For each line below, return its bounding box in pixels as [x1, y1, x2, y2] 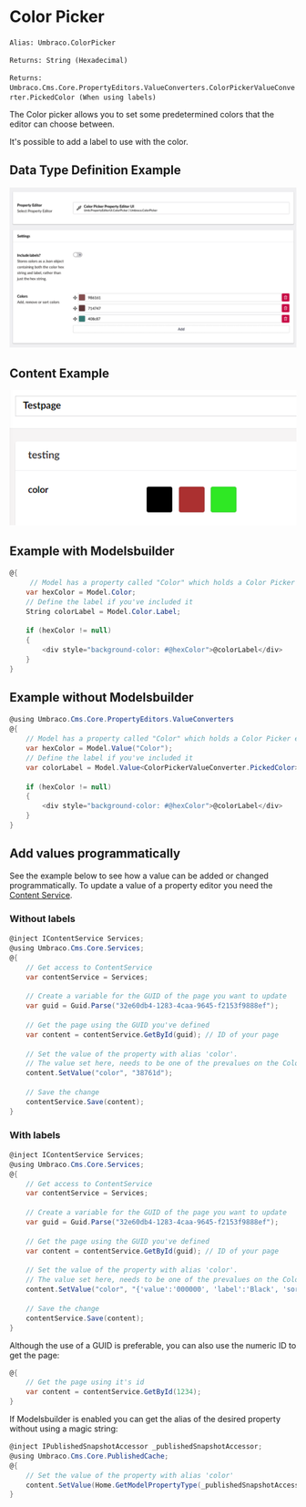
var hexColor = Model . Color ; [25, 588, 137, 597]
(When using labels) [78, 93, 157, 102]
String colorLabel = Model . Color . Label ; [25, 607, 181, 616]
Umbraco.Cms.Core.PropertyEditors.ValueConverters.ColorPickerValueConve [9, 83, 296, 92]
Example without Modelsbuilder [9, 690, 194, 705]
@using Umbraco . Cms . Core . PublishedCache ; [9, 1451, 169, 1461]
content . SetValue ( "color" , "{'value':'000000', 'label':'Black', [25, 1285, 280, 1295]
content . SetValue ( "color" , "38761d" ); [25, 1069, 173, 1078]
